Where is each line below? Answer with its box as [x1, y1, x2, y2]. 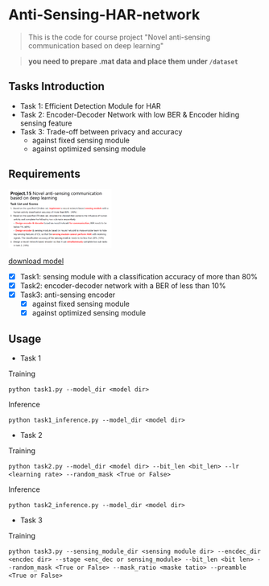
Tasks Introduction [8, 80, 105, 93]
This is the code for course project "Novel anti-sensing [27, 32, 211, 42]
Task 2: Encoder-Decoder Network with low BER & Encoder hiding [19, 109, 240, 119]
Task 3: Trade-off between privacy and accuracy [19, 126, 183, 136]
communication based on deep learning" [27, 40, 163, 50]
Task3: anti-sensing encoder [19, 290, 116, 299]
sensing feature [19, 118, 72, 128]
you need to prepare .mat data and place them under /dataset [27, 56, 239, 66]
